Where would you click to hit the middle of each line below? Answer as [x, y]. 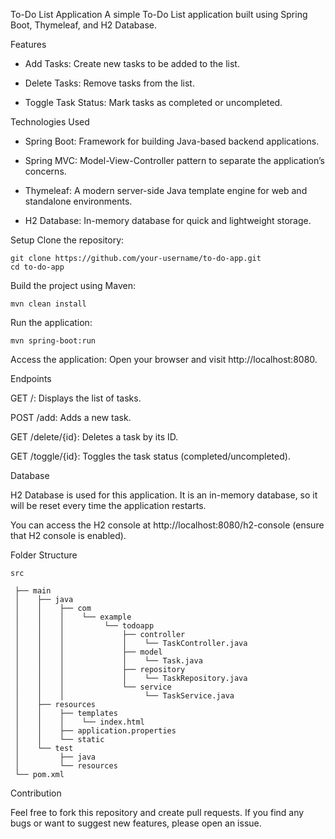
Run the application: [51, 322]
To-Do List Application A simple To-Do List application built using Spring [159, 14]
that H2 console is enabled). [68, 535]
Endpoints [31, 378]
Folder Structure [44, 555]
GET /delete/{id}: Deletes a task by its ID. [94, 437]
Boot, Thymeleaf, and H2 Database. [83, 25]
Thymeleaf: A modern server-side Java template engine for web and [166, 190]
